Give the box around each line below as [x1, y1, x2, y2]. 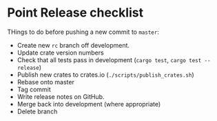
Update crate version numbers [17, 48, 105, 57]
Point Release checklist [7, 5, 143, 21]
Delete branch [17, 107, 58, 115]
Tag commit [17, 85, 52, 93]
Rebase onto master [17, 77, 74, 86]
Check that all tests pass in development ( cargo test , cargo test [17, 55, 202, 64]
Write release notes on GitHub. [17, 92, 105, 101]
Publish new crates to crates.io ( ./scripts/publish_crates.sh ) [17, 71, 194, 79]
